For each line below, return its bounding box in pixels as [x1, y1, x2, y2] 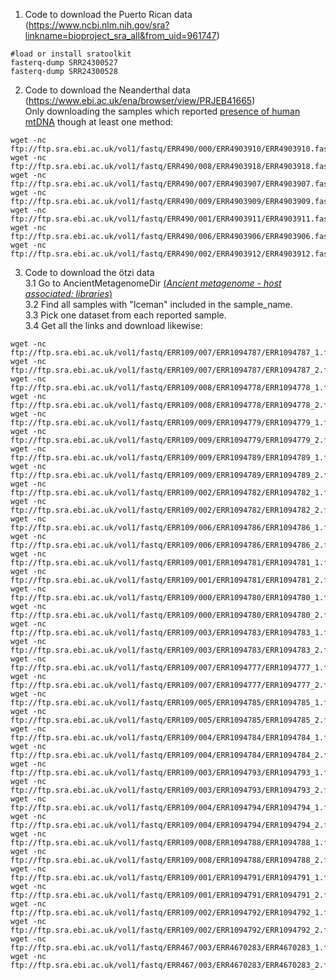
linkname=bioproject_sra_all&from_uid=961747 [24, 30, 217, 41]
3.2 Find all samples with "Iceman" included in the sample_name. [24, 299, 293, 310]
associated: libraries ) [24, 288, 113, 299]
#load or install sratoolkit [10, 49, 132, 59]
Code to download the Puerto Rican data [24, 9, 193, 20]
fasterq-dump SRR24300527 [10, 58, 118, 68]
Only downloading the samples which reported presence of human [24, 105, 301, 117]
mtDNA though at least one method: [24, 116, 174, 128]
